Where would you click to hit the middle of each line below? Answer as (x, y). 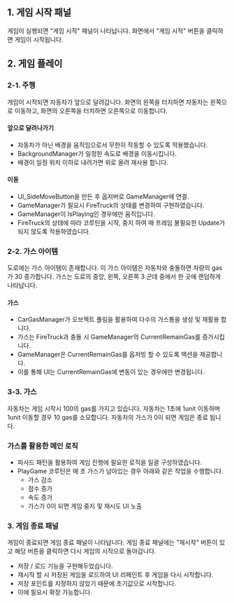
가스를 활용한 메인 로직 (43, 446)
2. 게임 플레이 (35, 64)
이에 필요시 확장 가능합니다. (55, 593)
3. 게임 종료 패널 (33, 525)
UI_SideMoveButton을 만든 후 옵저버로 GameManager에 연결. (103, 196)
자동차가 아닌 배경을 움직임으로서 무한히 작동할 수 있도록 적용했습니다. (112, 145)
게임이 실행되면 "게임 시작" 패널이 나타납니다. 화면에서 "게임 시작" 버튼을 (106, 31)
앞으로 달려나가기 (31, 128)
